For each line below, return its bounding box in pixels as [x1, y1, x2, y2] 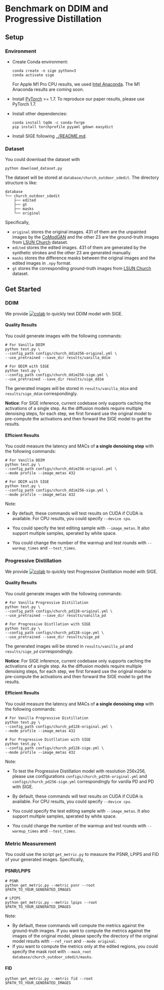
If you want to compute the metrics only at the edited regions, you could [12, 943, 158, 949]
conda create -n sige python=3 [12, 68, 76, 73]
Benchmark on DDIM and [5, 3, 109, 14]
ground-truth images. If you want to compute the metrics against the [12, 928, 151, 934]
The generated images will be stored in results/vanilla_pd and [5, 643, 133, 649]
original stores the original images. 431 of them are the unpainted [12, 229, 146, 235]
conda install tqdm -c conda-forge [12, 120, 85, 125]
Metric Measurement [5, 840, 56, 847]
